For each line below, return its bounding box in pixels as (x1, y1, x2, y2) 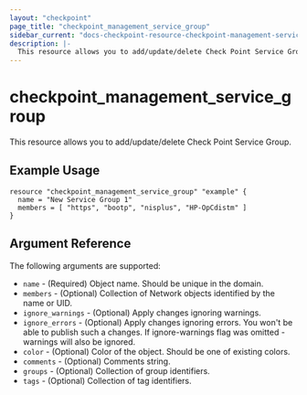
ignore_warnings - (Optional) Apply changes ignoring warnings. (22, 307, 262, 318)
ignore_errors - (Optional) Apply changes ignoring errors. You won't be (22, 316, 293, 327)
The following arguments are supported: (9, 260, 162, 271)
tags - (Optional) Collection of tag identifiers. (22, 375, 192, 386)
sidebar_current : (9, 30, 76, 39)
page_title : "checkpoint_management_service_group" (9, 22, 210, 31)
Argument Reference (9, 236, 132, 251)
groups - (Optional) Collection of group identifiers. (22, 365, 210, 376)
